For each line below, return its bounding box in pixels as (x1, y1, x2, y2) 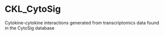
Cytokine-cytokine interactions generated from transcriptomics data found (5, 20, 159, 26)
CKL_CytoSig (5, 3, 61, 15)
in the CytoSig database (5, 25, 55, 31)
